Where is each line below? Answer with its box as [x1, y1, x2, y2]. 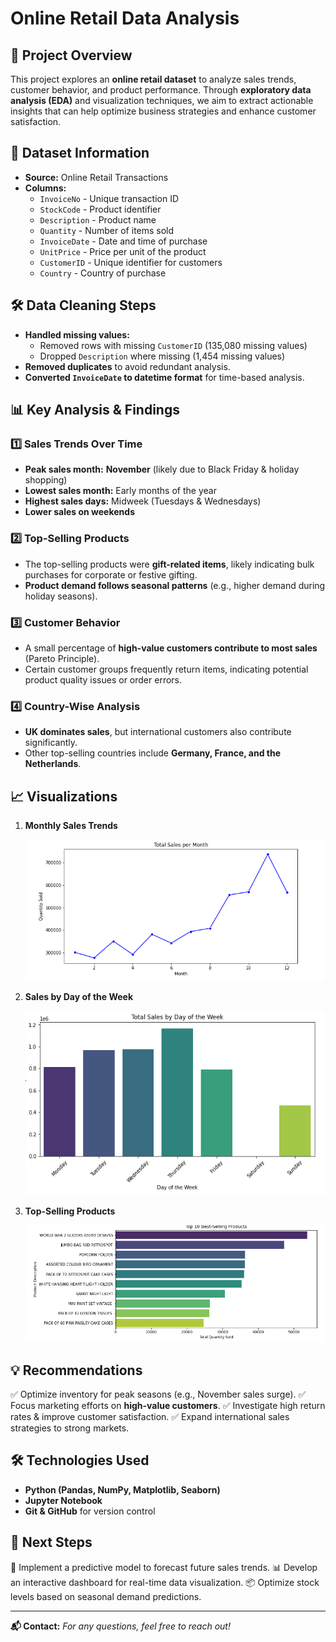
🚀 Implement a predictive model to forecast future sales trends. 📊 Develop [10, 1561, 318, 1573]
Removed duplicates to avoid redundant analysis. [24, 360, 231, 372]
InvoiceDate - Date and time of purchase [39, 235, 208, 247]
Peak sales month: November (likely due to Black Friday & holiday [24, 463, 300, 476]
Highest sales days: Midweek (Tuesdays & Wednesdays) [24, 495, 262, 507]
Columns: [24, 182, 67, 194]
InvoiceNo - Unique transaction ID [39, 192, 180, 204]
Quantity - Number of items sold [39, 224, 175, 236]
